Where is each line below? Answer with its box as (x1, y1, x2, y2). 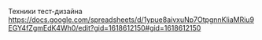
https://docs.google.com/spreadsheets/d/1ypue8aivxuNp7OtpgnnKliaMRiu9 (8, 15, 254, 24)
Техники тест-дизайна (8, 7, 83, 16)
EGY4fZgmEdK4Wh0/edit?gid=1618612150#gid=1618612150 (8, 24, 201, 32)
